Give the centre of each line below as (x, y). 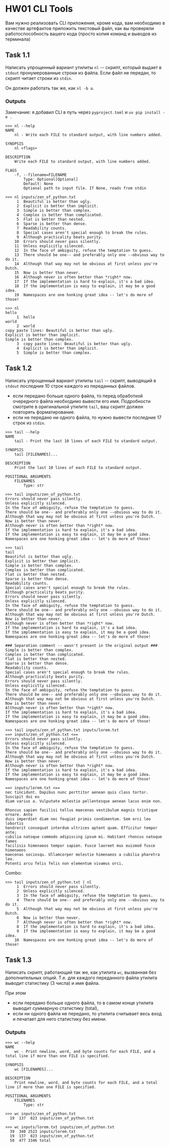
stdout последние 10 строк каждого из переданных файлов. (70, 386)
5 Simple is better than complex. (54, 353)
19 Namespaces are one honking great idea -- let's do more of (84, 295)
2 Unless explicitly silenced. (51, 891)
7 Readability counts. (42, 228)
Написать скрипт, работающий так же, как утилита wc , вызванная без (81, 972)
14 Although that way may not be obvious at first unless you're (86, 264)
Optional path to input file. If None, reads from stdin (85, 189)
